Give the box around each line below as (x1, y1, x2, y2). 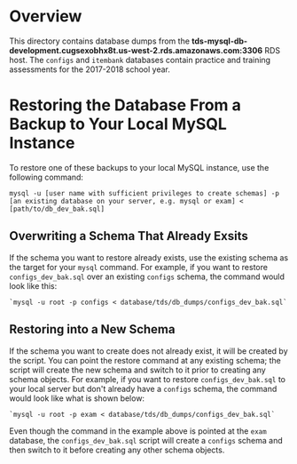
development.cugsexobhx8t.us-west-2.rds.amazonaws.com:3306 (9, 44, 263, 55)
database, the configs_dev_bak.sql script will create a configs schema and (9, 435, 284, 445)
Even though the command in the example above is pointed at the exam (9, 425, 268, 436)
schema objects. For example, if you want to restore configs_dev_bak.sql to (9, 373, 286, 384)
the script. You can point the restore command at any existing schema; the (9, 355, 282, 365)
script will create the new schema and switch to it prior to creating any (9, 364, 266, 375)
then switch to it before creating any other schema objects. (9, 444, 225, 455)
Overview (9, 6, 82, 27)
